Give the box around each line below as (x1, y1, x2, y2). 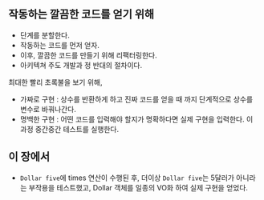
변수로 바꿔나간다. (19, 104, 76, 114)
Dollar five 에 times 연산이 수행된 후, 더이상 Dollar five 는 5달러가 (19, 173, 235, 182)
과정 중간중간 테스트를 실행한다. (19, 124, 119, 134)
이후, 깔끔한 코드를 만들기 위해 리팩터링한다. (19, 50, 158, 60)
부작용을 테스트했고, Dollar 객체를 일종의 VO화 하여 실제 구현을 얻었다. (28, 182, 249, 192)
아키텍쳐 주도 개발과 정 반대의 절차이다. (19, 60, 143, 70)
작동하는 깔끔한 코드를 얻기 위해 (8, 7, 155, 22)
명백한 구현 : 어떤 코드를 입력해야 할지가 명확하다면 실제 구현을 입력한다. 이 (19, 114, 254, 124)
